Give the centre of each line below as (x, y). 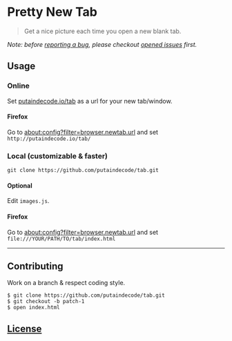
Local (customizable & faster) (58, 156)
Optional (20, 185)
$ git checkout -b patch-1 (46, 302)
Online (18, 86)
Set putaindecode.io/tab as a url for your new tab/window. (90, 101)
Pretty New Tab (52, 12)
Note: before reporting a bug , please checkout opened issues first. (102, 44)
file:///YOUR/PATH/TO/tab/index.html (61, 239)
